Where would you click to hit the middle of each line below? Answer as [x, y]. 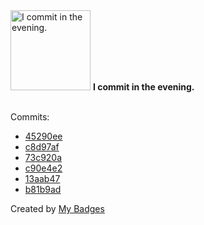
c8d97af [42, 147]
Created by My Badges [57, 208]
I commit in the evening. [143, 87]
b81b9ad [43, 189]
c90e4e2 [43, 168]
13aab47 [42, 178]
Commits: [30, 117]
